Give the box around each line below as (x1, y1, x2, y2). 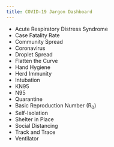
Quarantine (14, 95, 43, 103)
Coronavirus (14, 44, 46, 52)
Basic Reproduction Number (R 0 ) (14, 101, 97, 110)
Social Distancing (14, 122, 58, 130)
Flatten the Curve (14, 57, 58, 64)
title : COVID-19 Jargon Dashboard (6, 8, 93, 15)
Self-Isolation (14, 109, 48, 117)
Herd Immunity (14, 70, 52, 77)
